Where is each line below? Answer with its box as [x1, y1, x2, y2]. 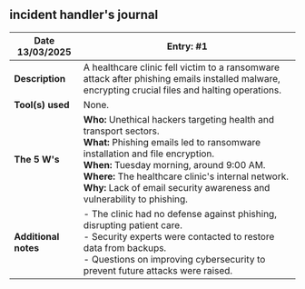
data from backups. [83, 241, 167, 254]
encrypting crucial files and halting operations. [83, 84, 281, 96]
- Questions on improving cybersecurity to [83, 253, 266, 265]
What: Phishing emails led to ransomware [83, 135, 261, 148]
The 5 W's [14, 153, 60, 165]
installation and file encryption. [83, 147, 215, 160]
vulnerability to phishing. [83, 193, 189, 205]
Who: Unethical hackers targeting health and [83, 113, 275, 125]
